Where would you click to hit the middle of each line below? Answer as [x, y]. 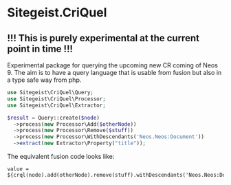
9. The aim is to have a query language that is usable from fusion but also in [114, 73]
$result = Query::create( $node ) [53, 118]
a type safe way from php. [44, 80]
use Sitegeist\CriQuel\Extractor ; [57, 105]
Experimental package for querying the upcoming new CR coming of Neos [113, 65]
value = [18, 169]
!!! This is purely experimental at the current [103, 38]
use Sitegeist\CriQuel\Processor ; [57, 99]
